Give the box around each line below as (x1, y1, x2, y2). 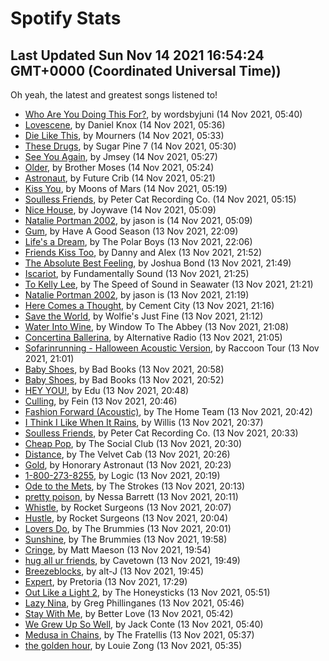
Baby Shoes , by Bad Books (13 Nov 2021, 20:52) (24, 374, 225, 386)
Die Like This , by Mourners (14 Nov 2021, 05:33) (24, 130, 225, 141)
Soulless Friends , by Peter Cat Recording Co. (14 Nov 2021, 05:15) (24, 193, 297, 205)
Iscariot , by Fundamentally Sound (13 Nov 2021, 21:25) (24, 268, 250, 279)
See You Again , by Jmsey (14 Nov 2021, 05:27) (24, 151, 218, 162)
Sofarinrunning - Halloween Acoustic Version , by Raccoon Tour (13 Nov (24, 342, 320, 354)
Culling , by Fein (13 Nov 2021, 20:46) (24, 395, 178, 407)
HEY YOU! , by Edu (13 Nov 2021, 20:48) (24, 385, 190, 396)
